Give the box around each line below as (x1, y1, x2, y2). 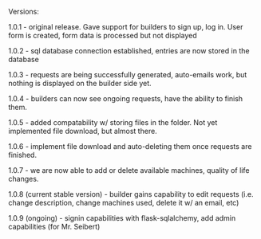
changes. (8, 174, 39, 183)
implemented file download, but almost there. (8, 127, 157, 135)
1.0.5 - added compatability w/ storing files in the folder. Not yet (8, 118, 218, 127)
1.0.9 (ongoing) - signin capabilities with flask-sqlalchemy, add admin (8, 214, 236, 222)
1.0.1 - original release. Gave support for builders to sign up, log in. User (8, 22, 243, 31)
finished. (8, 151, 38, 159)
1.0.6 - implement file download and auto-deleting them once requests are (8, 142, 252, 151)
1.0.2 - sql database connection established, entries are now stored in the (8, 46, 250, 55)
